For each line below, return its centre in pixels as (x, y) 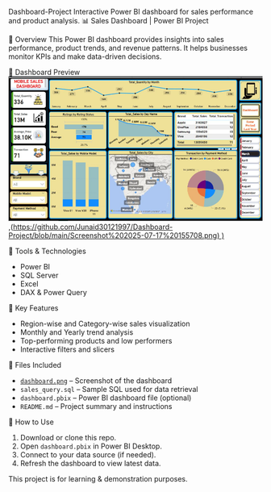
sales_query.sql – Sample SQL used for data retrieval (109, 390)
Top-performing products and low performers (96, 341)
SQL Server (39, 275)
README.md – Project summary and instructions (96, 407)
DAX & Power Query (53, 293)
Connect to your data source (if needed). (88, 455)
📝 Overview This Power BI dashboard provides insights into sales (116, 39)
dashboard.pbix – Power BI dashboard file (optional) (106, 398)
